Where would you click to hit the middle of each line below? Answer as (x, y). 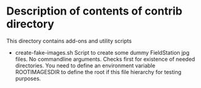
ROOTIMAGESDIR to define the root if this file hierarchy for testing (98, 72)
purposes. (28, 78)
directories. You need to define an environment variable (85, 66)
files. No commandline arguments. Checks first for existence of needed (105, 59)
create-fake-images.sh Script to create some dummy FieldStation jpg (102, 52)
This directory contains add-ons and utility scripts (69, 41)
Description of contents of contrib (94, 11)
